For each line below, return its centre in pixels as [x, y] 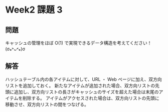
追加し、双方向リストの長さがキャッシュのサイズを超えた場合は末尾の [86, 92]
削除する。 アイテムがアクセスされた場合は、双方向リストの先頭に [91, 98]
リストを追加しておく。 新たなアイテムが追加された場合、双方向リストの [80, 85]
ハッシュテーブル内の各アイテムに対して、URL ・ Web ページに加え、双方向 [83, 79]
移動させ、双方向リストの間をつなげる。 [47, 104]
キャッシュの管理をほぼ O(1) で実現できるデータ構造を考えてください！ [78, 43]
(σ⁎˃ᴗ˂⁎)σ [15, 49]
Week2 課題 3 [34, 10]
